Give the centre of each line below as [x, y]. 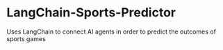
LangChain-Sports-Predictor [91, 13]
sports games [26, 38]
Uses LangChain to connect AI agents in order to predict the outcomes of [111, 32]
